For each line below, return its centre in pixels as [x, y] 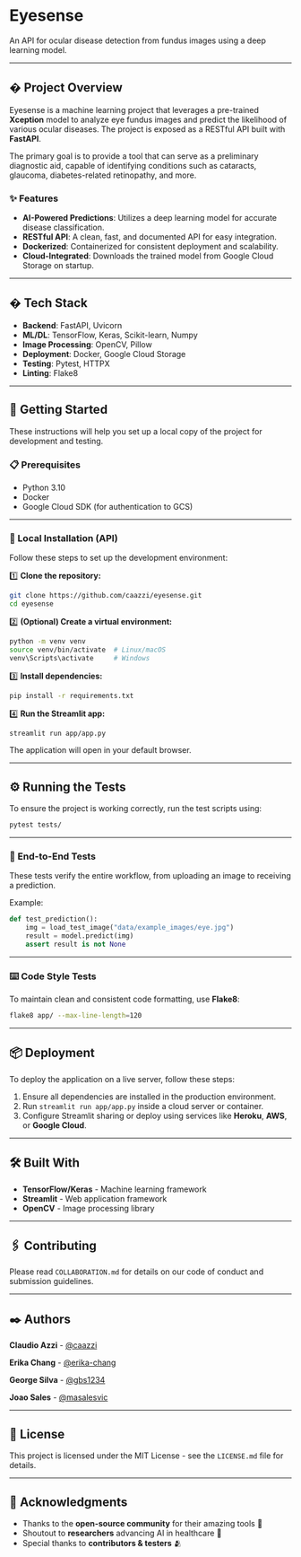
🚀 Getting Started [59, 410]
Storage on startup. [58, 266]
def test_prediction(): [54, 919]
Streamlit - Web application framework [95, 1198]
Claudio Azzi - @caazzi [53, 1345]
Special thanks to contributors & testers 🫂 [102, 1543]
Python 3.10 [43, 487]
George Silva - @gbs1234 [57, 1380]
